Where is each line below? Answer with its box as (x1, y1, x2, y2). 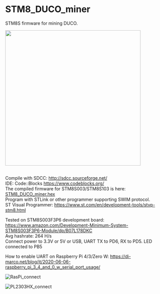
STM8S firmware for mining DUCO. (5, 20, 78, 26)
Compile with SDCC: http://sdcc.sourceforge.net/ (5, 175, 107, 181)
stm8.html (5, 207, 26, 213)
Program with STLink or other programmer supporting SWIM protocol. (5, 196, 150, 202)
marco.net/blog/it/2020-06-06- (5, 258, 71, 265)
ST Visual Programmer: (5, 201, 53, 207)
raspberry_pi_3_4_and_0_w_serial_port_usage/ (5, 264, 101, 270)
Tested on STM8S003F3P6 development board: (5, 216, 105, 223)
